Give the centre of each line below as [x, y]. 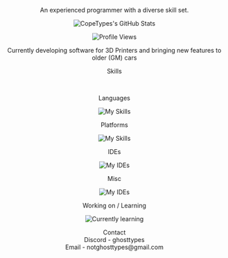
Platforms [114, 125]
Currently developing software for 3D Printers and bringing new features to [114, 50]
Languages [114, 98]
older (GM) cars [114, 58]
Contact [114, 232]
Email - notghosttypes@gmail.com [114, 247]
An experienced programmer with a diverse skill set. [114, 10]
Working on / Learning [114, 205]
